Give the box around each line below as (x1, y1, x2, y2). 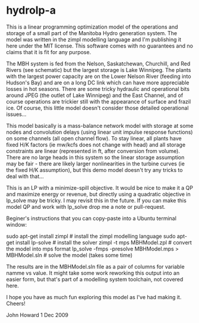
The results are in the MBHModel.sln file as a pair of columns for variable (6, 263, 185, 270)
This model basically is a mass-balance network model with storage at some (6, 122, 194, 129)
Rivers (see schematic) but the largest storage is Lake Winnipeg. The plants (6, 66, 191, 73)
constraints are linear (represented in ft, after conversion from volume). (6, 147, 180, 155)
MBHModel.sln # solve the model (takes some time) (6, 251, 132, 259)
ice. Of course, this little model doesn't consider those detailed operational (6, 104, 189, 111)
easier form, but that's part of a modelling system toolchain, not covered (6, 275, 184, 283)
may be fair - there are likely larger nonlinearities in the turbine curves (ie (6, 160, 185, 167)
